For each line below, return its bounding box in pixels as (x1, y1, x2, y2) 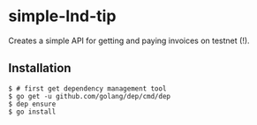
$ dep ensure (8, 99, 57, 108)
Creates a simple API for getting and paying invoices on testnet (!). (8, 35, 250, 46)
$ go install (8, 107, 57, 116)
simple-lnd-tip (8, 6, 117, 26)
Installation (8, 61, 72, 76)
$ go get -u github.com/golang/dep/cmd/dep (8, 92, 171, 100)
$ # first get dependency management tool (8, 84, 167, 93)
